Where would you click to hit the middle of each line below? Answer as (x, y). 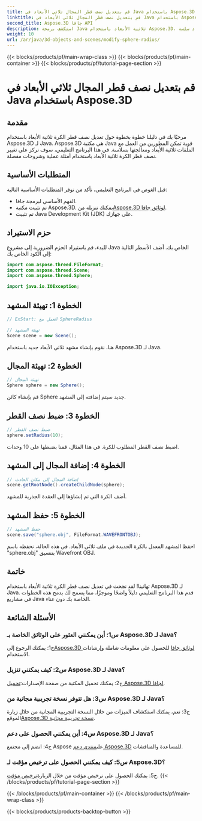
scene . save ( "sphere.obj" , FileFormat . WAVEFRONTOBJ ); (74, 535)
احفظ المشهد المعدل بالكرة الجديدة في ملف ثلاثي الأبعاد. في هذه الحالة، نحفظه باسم (101, 546)
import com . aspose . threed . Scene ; (49, 270)
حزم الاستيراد (29, 233)
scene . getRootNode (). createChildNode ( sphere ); (66, 485)
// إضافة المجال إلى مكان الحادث (43, 479)
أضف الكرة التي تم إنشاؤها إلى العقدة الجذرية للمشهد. (67, 496)
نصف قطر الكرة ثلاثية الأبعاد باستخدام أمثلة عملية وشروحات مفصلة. (82, 156)
